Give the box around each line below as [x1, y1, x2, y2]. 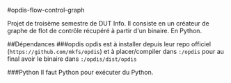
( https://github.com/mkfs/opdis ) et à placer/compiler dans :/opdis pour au [7, 48, 225, 55]
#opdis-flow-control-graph [7, 6, 85, 14]
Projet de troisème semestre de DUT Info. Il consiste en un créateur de [7, 19, 210, 27]
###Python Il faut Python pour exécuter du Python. [7, 68, 154, 76]
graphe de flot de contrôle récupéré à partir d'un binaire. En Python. [7, 27, 202, 35]
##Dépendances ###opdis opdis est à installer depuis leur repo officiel [7, 40, 211, 48]
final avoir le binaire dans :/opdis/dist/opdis [7, 55, 137, 63]
